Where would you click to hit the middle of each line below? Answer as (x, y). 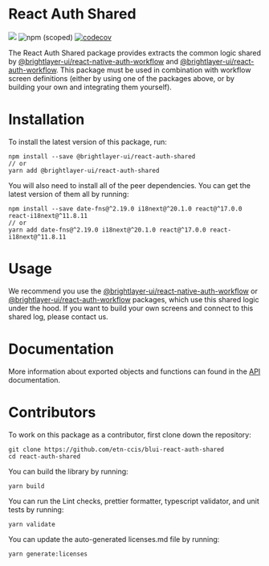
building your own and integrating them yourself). (90, 87)
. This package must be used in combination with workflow (153, 70)
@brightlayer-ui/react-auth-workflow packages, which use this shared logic (134, 299)
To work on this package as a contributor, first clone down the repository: (130, 434)
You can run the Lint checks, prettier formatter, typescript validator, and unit (134, 501)
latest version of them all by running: (69, 194)
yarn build (26, 486)
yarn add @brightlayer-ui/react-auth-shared (84, 170)
